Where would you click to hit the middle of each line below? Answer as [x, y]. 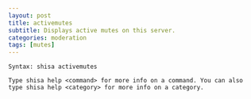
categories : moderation [48, 38]
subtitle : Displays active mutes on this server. [92, 30]
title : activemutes [41, 23]
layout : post [30, 15]
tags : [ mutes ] [32, 45]
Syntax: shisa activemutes [53, 67]
